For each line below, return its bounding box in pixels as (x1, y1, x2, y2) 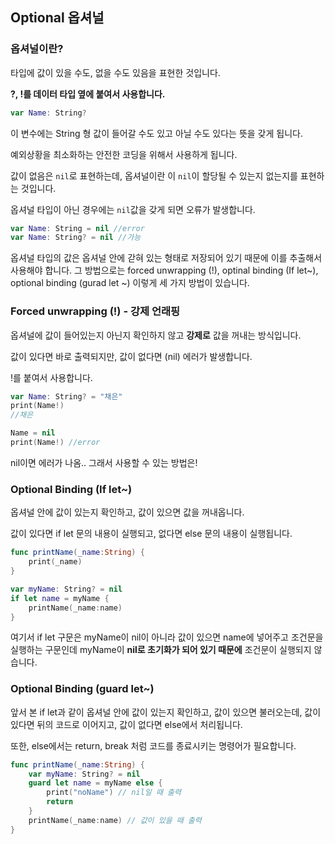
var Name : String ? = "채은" (10, 391, 123, 402)
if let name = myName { (10, 593, 110, 603)
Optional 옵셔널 (10, 9, 105, 27)
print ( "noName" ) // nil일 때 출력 (46, 788, 182, 798)
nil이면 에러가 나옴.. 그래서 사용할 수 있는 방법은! (10, 456, 198, 468)
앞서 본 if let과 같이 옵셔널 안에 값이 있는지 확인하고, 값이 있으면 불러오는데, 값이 (10, 706, 322, 718)
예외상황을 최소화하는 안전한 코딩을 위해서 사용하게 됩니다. (10, 148, 238, 160)
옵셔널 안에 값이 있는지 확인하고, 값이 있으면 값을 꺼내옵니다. (10, 506, 245, 518)
